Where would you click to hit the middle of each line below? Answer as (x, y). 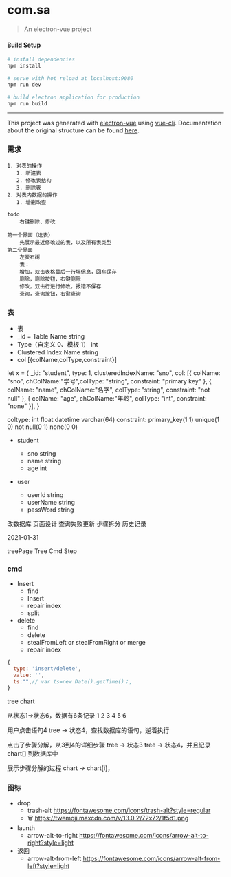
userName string (51, 502)
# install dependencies (41, 60)
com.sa (29, 10)
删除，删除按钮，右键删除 (50, 279)
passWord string (51, 510)
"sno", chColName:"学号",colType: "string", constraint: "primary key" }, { (109, 381)
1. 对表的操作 (25, 165)
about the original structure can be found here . (73, 130)
